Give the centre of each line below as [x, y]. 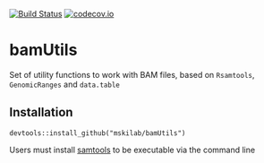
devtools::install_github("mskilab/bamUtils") [98, 133]
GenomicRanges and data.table [65, 84]
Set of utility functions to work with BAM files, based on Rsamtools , [132, 74]
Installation [41, 112]
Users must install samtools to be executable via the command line [132, 150]
